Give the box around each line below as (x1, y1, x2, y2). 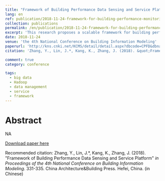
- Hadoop (9, 80, 27, 85)
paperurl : (5, 44, 26, 49)
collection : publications (5, 21, 58, 26)
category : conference (5, 62, 50, 67)
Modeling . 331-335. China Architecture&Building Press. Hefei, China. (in (5, 166, 150, 172)
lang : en (5, 12, 23, 17)
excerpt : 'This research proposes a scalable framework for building (5, 30, 151, 35)
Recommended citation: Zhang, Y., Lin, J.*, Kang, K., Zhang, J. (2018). (5, 150, 146, 156)
